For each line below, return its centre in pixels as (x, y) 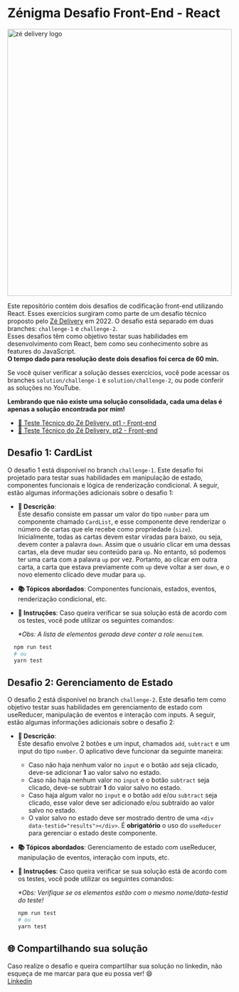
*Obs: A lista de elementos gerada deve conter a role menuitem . (111, 634)
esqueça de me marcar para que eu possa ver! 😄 (80, 973)
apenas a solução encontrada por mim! (67, 409)
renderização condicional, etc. (62, 598)
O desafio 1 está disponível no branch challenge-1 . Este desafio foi (105, 470)
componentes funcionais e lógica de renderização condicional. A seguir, (113, 485)
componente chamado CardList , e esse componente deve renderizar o (122, 522)
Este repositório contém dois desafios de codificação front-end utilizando (116, 306)
